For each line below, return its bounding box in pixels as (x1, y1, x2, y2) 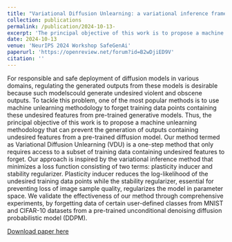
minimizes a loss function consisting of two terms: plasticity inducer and (7, 162, 213, 170)
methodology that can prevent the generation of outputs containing (7, 125, 199, 133)
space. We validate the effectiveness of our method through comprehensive (7, 192, 224, 200)
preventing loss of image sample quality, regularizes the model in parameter (7, 184, 224, 192)
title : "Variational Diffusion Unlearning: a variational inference (7, 10, 209, 17)
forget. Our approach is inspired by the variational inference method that (7, 155, 213, 163)
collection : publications (7, 17, 81, 24)
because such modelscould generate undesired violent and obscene (7, 89, 202, 97)
